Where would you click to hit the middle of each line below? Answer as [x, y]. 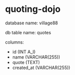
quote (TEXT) [26, 62]
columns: [15, 42]
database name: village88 [32, 23]
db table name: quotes [28, 32]
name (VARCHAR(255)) [36, 57]
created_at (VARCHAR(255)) [41, 68]
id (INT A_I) [24, 52]
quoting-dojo [33, 9]
